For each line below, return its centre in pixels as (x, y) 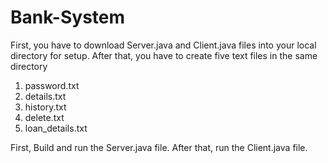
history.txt (45, 107)
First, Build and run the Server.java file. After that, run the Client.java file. (159, 147)
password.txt (52, 85)
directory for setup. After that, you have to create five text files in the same (164, 55)
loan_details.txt (56, 128)
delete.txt (44, 117)
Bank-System (68, 17)
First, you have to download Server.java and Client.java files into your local (163, 45)
